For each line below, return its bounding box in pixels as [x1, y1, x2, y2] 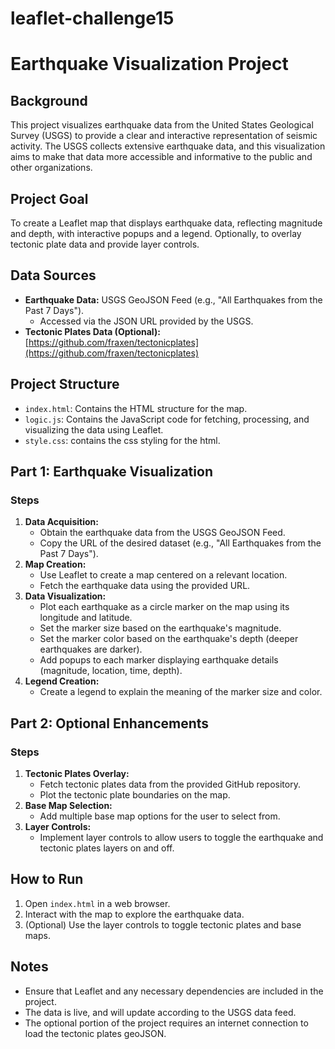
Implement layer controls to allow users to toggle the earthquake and [39, 832, 324, 843]
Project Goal [10, 190, 89, 207]
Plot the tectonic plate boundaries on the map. [39, 789, 231, 801]
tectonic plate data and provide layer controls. [10, 238, 200, 250]
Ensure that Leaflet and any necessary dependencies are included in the [24, 985, 324, 997]
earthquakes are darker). [39, 643, 143, 656]
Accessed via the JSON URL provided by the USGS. [39, 315, 254, 327]
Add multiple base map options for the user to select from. [39, 810, 281, 822]
